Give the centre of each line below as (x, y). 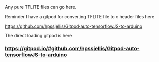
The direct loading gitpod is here (39, 36)
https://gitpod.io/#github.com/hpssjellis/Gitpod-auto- (72, 48)
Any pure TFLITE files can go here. (41, 7)
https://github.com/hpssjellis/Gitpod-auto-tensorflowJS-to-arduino (74, 26)
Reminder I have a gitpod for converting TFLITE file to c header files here (80, 16)
